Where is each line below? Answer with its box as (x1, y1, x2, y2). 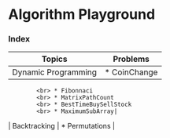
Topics (41, 53, 68, 64)
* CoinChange (104, 67, 158, 78)
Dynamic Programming (12, 67, 97, 78)
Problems (113, 53, 150, 64)
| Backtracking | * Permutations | (8, 122, 116, 131)
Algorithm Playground (8, 5, 156, 24)
